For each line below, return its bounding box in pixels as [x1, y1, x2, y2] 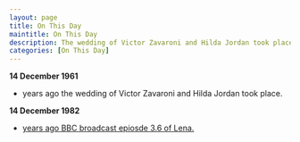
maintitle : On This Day [9, 29, 98, 38]
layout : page [9, 13, 58, 22]
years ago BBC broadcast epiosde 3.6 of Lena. [21, 122, 195, 134]
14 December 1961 [9, 71, 79, 81]
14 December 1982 [9, 105, 80, 116]
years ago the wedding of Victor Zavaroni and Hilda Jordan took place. [21, 88, 283, 99]
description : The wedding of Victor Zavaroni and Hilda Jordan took [9, 38, 270, 47]
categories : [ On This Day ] [9, 46, 110, 55]
